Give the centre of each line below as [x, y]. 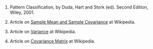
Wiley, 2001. [22, 12]
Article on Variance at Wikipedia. [43, 31]
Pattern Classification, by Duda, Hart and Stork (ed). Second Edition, [79, 7]
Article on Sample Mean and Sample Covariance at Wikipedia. [73, 22]
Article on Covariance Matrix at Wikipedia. [52, 41]
